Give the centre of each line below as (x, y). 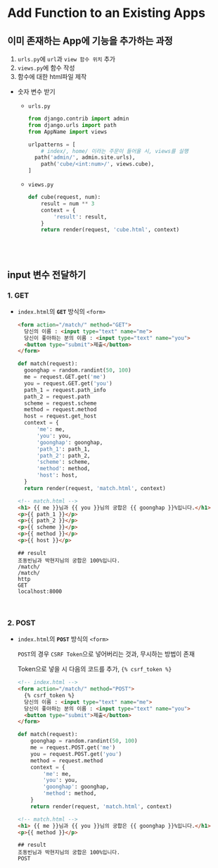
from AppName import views (68, 132)
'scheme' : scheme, (63, 462)
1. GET (18, 295)
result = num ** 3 (68, 203)
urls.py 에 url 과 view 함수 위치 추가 (66, 59)
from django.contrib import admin (78, 118)
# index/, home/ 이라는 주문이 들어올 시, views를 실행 (115, 151)
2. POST (21, 623)
